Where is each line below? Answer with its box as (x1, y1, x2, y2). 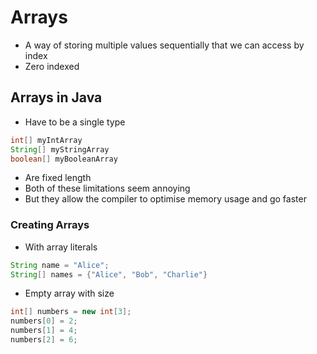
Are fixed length (24, 172, 92, 184)
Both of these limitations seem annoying (24, 182, 191, 195)
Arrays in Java (10, 89, 103, 106)
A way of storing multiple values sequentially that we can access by (24, 39, 305, 51)
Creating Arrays (10, 218, 90, 232)
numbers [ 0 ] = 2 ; (10, 316, 78, 326)
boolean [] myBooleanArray (10, 154, 118, 164)
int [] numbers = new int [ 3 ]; (10, 307, 132, 317)
